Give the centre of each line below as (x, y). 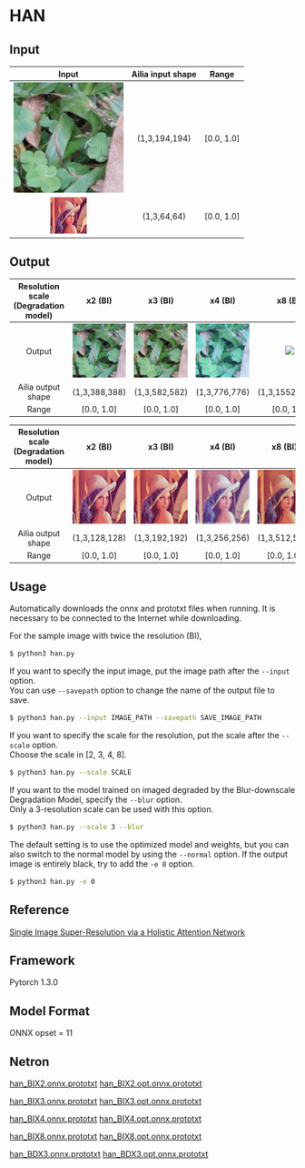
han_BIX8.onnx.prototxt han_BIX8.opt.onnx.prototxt (106, 1136)
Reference (39, 910)
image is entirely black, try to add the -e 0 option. (102, 863)
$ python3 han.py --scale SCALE (70, 773)
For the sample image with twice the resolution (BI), (106, 636)
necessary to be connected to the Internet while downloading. (126, 618)
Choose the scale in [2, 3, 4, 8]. (68, 755)
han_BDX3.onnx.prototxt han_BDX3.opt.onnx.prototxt (109, 1153)
